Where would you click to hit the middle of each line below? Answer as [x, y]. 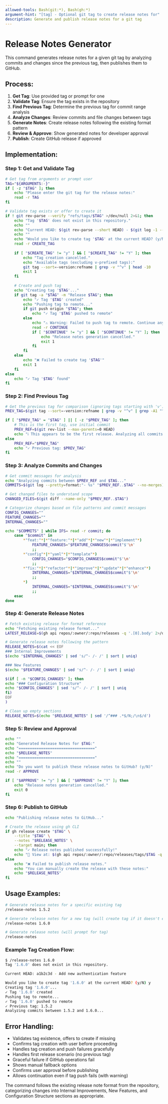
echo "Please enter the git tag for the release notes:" [75, 193]
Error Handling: [29, 1026]
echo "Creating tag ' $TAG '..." [47, 290]
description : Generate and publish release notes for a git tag [73, 19]
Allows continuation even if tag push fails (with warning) [70, 1075]
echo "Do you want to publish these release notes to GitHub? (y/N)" [79, 767]
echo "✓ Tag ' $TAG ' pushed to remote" [72, 314]
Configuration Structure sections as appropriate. [55, 1096]
